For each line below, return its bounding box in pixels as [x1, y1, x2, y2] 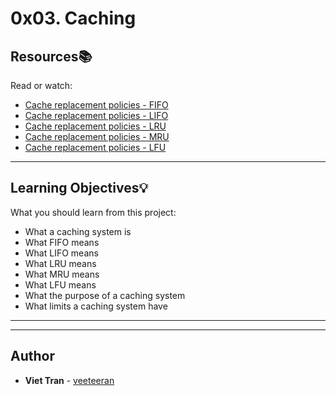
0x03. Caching [10, 7, 137, 30]
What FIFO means [24, 236, 100, 248]
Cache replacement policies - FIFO [24, 99, 169, 111]
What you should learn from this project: [10, 206, 177, 218]
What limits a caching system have [24, 300, 168, 312]
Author [10, 348, 55, 365]
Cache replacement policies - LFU [24, 142, 167, 153]
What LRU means [24, 257, 97, 269]
